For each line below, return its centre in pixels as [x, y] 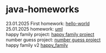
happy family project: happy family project [50, 34]
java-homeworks [43, 9]
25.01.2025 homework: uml [34, 29]
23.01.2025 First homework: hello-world [48, 23]
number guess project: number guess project [53, 40]
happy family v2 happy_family [37, 45]
